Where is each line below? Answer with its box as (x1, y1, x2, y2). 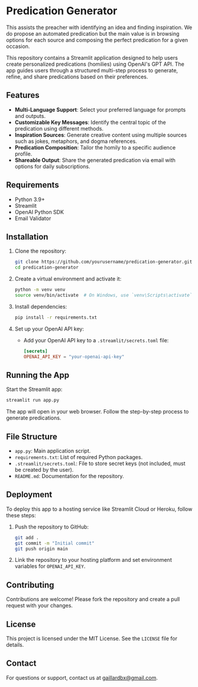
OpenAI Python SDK (14, 208, 64, 215)
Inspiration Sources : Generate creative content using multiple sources (14, 131, 187, 138)
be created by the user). (14, 466, 74, 473)
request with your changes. (6, 602, 73, 609)
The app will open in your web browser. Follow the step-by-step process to (6, 408, 189, 415)
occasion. (6, 43, 30, 50)
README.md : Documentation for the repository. (14, 473, 124, 479)
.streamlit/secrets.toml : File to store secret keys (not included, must (14, 460, 186, 467)
